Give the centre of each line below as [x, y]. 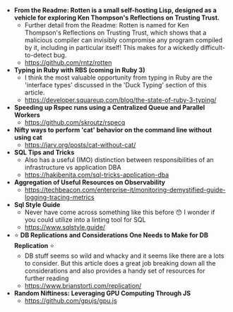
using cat [28, 137]
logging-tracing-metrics [59, 197]
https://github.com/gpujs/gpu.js [71, 301]
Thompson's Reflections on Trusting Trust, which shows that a [115, 32]
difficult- [213, 48]
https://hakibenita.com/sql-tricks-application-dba [97, 175]
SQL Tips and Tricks [44, 152]
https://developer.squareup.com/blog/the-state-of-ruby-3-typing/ [120, 100]
